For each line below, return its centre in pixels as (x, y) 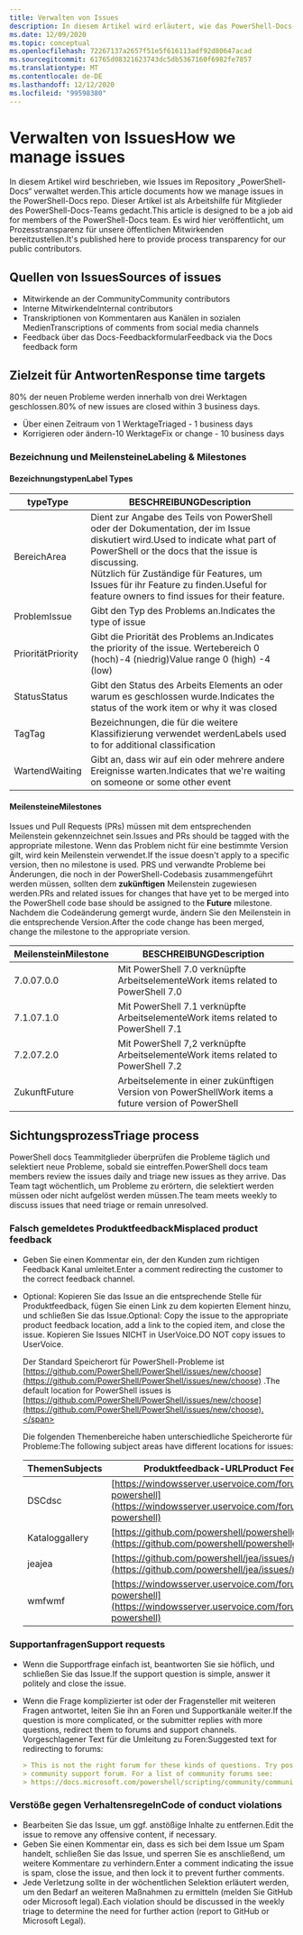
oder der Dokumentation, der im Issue (170, 528)
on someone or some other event (161, 783)
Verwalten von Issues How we (123, 138)
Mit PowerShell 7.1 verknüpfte (182, 1006)
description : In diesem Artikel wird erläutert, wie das (119, 26)
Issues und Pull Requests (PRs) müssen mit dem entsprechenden (130, 827)
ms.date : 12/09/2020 (48, 34)
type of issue (118, 622)
